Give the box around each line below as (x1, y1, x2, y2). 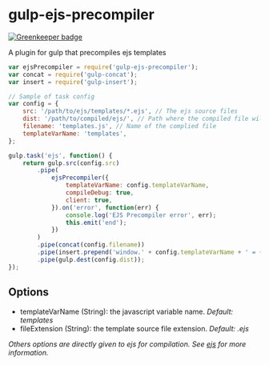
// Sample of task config (8, 92, 94, 101)
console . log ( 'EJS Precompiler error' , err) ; (65, 211, 217, 219)
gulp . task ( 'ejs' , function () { (8, 151, 113, 159)
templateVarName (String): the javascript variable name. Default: (19, 307, 234, 316)
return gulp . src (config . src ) (22, 158, 120, 167)
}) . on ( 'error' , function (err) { (50, 203, 159, 211)
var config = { (8, 100, 59, 108)
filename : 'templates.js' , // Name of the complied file (22, 122, 217, 130)
